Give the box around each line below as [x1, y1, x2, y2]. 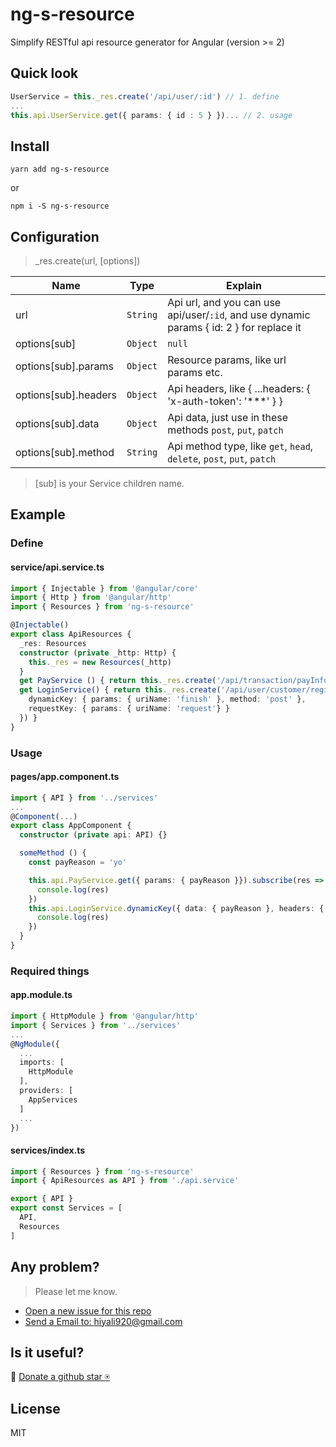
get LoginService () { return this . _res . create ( [19, 685, 222, 695]
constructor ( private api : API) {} [19, 830, 168, 840]
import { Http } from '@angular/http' [10, 593, 172, 603]
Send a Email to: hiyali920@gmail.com [24, 1315, 183, 1327]
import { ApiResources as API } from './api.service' [10, 1176, 240, 1186]
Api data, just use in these [167, 411, 289, 424]
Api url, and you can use [167, 296, 282, 309]
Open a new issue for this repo [24, 1304, 152, 1317]
